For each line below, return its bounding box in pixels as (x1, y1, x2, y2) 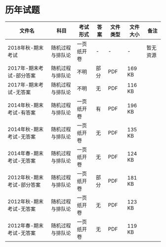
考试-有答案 (7, 109, 36, 116)
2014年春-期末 (7, 150, 43, 157)
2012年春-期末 (7, 222, 43, 229)
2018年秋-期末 (7, 44, 43, 51)
